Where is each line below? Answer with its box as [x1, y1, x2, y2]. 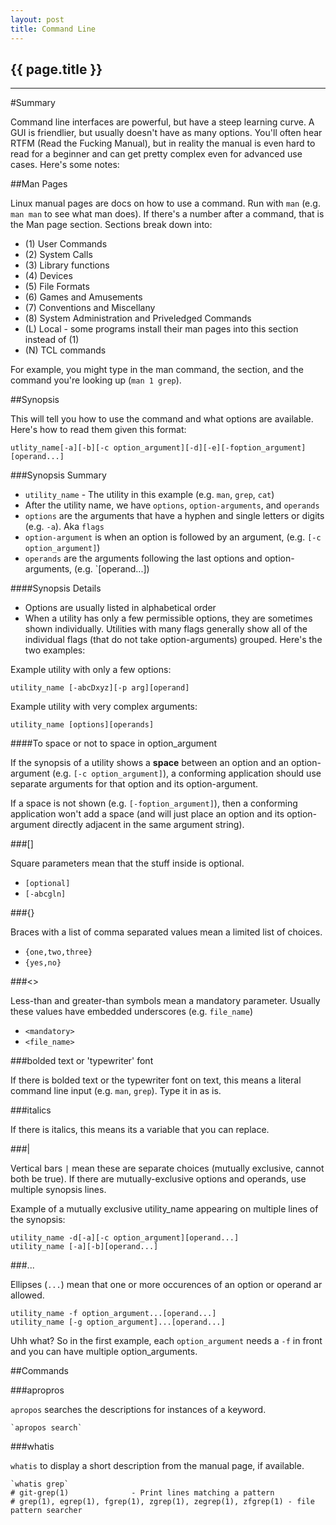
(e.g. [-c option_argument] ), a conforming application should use [51, 767, 322, 780]
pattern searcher [10, 1506, 83, 1516]
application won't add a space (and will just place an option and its [10, 808, 285, 820]
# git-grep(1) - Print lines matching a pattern [10, 1488, 275, 1498]
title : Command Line [10, 24, 97, 34]
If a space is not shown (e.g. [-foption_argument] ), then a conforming [10, 797, 298, 810]
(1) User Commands [24, 238, 108, 250]
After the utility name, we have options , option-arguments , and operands [24, 499, 320, 511]
